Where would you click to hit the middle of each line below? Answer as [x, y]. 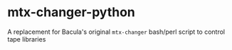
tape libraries [27, 39]
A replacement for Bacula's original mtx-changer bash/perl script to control [116, 32]
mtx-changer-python [71, 12]
